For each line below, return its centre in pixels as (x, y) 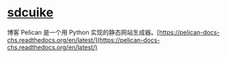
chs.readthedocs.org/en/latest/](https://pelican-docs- (84, 40)
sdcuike (30, 13)
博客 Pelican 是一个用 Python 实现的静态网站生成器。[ (83, 32)
